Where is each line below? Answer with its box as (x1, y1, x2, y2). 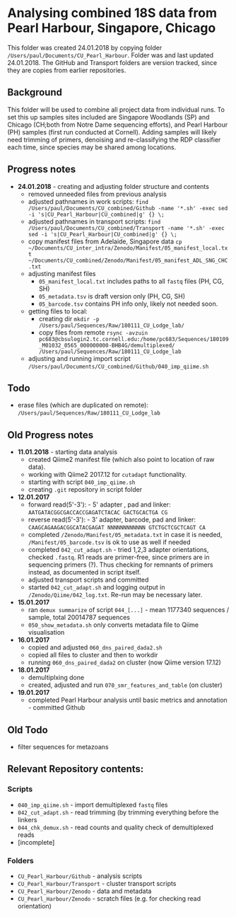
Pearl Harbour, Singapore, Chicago (7, 20, 216, 36)
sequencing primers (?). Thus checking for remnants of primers (28, 560, 213, 569)
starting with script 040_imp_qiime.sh (28, 478, 136, 486)
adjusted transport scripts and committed (28, 575, 149, 584)
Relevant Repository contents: (7, 763, 144, 775)
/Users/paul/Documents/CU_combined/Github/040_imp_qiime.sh (28, 363, 209, 370)
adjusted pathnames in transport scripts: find (28, 217, 161, 226)
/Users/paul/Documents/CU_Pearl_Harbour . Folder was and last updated (7, 51, 214, 59)
